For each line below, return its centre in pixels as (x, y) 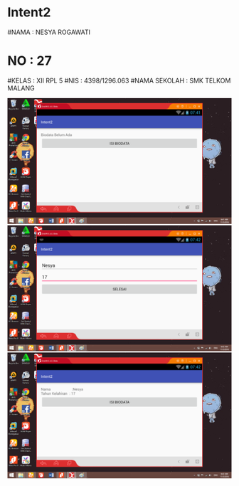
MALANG (21, 88)
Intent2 (29, 12)
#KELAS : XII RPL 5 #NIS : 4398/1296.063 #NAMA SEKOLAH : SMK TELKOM (119, 80)
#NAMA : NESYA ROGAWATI (49, 32)
